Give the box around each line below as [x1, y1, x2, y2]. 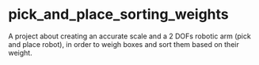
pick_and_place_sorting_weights [8, 5, 230, 23]
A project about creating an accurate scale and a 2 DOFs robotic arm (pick [8, 31, 251, 41]
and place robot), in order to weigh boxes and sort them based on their [8, 39, 239, 49]
